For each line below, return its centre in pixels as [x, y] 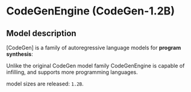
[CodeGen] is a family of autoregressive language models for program [94, 48]
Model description [41, 33]
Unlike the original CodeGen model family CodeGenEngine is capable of [95, 66]
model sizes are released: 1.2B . [45, 84]
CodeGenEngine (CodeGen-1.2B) [90, 11]
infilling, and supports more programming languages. [72, 72]
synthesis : [20, 54]
